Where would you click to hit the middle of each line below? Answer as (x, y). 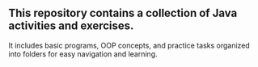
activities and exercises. (71, 26)
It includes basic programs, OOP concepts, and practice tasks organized (129, 45)
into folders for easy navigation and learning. (83, 54)
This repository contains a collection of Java (123, 13)
